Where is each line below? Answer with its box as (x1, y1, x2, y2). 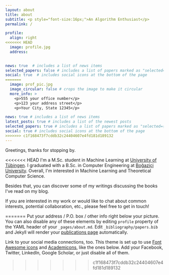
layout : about (5, 7, 35, 13)
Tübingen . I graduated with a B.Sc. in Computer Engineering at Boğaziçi (5, 162, 154, 168)
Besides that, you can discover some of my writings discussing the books (5, 183, 158, 189)
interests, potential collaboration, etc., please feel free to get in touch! (5, 203, 149, 209)
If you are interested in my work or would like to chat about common (5, 198, 147, 204)
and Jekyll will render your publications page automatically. (5, 229, 128, 235)
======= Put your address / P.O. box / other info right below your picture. (5, 213, 159, 219)
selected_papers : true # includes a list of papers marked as (5, 124, 138, 129)
